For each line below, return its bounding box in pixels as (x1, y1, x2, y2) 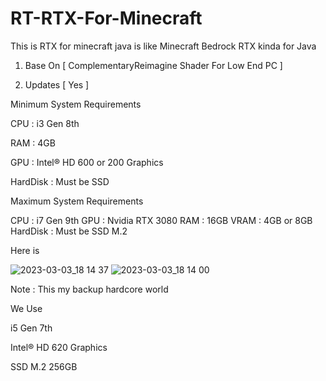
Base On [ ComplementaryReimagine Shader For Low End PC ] (24, 59, 283, 71)
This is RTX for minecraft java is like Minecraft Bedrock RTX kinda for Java (10, 40, 317, 52)
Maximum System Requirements (10, 195, 144, 207)
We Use (10, 302, 43, 314)
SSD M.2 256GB (10, 360, 78, 372)
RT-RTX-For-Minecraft (10, 7, 203, 30)
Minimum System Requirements (10, 98, 142, 110)
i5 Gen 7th (10, 322, 53, 334)
